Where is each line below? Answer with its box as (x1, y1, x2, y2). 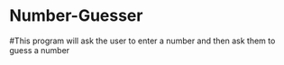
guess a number (9, 44, 70, 55)
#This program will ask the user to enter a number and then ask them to (9, 35, 276, 46)
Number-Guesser (9, 5, 143, 26)
